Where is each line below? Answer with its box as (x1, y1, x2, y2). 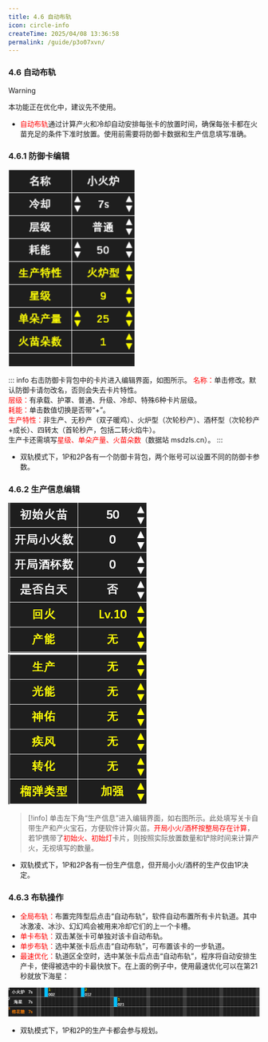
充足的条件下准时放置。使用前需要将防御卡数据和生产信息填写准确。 (26, 128, 251, 139)
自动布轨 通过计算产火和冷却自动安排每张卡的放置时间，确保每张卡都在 (19, 119, 251, 128)
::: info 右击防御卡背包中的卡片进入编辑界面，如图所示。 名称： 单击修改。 (8, 375, 250, 384)
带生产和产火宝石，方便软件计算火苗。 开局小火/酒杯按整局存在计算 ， (27, 824, 254, 833)
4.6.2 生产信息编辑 (8, 483, 81, 494)
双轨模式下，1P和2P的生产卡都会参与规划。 (19, 1025, 162, 1035)
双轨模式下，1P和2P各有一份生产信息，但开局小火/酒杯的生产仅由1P (19, 860, 242, 870)
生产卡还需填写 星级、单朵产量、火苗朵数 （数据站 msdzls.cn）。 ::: (8, 434, 223, 444)
